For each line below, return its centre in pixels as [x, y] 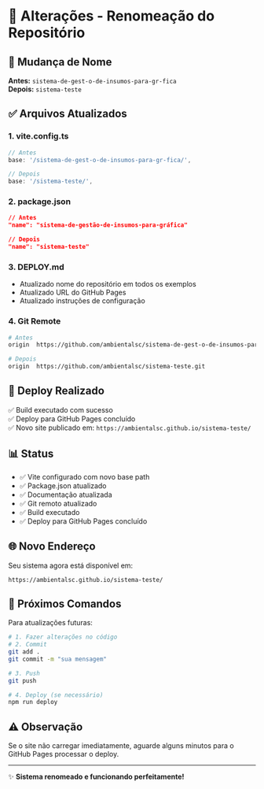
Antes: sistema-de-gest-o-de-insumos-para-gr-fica [92, 81]
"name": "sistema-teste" [49, 247]
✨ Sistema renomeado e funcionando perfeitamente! [96, 777]
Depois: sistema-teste [45, 89]
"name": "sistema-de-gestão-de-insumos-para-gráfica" [98, 225]
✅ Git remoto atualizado [58, 503]
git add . [24, 652]
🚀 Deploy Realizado [56, 391]
